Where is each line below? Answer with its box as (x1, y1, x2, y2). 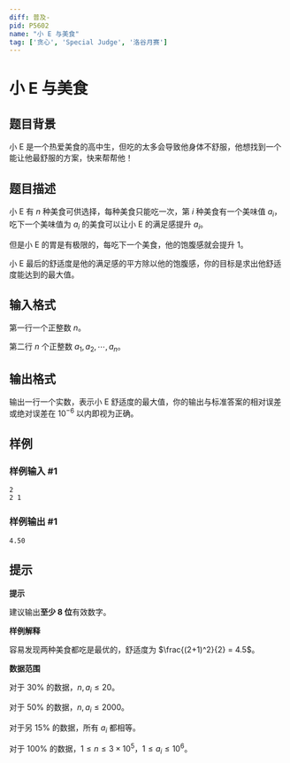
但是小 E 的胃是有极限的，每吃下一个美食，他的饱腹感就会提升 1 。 (9, 239, 248, 250)
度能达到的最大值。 (9, 269, 80, 280)
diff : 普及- (9, 12, 50, 22)
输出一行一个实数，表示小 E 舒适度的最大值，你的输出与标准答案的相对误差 (9, 397, 282, 407)
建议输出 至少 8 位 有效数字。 (9, 606, 111, 617)
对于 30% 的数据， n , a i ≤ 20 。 (9, 682, 120, 695)
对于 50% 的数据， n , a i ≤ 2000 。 (9, 702, 130, 715)
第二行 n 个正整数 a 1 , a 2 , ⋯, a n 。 (9, 342, 126, 354)
